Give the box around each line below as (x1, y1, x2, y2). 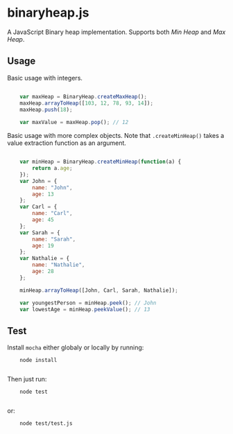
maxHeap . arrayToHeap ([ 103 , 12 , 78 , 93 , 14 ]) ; (19, 99, 154, 107)
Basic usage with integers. (7, 73, 83, 82)
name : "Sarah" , (32, 236, 76, 243)
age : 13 (32, 191, 54, 198)
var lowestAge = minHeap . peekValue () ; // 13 (19, 306, 150, 313)
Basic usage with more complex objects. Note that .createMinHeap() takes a (7, 132, 225, 140)
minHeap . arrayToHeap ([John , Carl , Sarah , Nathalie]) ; (19, 286, 178, 294)
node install (19, 357, 58, 364)
